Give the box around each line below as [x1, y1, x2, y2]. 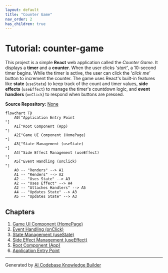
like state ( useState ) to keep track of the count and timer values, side [5, 81, 148, 87]
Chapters [5, 207, 35, 216]
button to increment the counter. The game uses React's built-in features [5, 76, 155, 82]
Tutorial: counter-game [5, 43, 104, 54]
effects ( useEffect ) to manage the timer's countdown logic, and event [5, 86, 150, 92]
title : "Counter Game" [5, 12, 52, 17]
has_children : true [5, 21, 46, 27]
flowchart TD [5, 111, 32, 116]
